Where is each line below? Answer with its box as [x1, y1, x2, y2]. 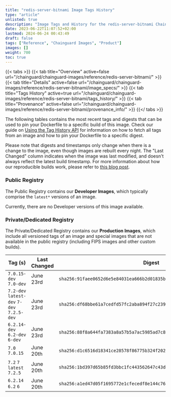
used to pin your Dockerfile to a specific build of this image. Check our [5, 121, 154, 128]
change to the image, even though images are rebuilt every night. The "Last [5, 148, 164, 154]
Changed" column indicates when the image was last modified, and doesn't [5, 153, 164, 159]
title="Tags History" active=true [5, 90, 72, 97]
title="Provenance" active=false [5, 101, 72, 107]
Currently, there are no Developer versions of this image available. [5, 203, 144, 209]
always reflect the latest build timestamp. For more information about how [5, 159, 160, 165]
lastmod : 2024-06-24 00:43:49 [5, 31, 70, 36]
